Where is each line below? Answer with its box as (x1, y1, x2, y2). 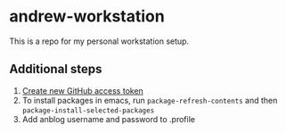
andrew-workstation (9, 6, 165, 27)
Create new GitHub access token (21, 85, 144, 96)
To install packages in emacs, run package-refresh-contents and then (21, 95, 278, 105)
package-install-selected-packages (21, 105, 155, 115)
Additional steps (9, 62, 102, 77)
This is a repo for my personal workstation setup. (9, 36, 190, 46)
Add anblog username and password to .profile (21, 113, 196, 124)
